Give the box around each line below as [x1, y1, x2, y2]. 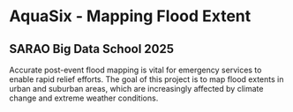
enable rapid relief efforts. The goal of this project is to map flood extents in [9, 74, 284, 85]
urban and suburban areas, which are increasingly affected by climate [9, 84, 264, 93]
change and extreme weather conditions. [9, 93, 159, 103]
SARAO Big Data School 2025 [9, 41, 175, 56]
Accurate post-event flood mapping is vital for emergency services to [9, 64, 262, 75]
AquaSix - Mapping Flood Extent [9, 6, 252, 26]
